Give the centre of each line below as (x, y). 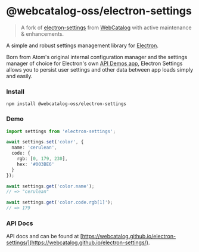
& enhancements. (42, 33)
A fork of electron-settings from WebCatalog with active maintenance (106, 27)
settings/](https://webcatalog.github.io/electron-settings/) (77, 242)
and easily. (19, 76)
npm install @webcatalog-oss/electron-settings (66, 104)
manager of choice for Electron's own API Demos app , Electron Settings (94, 63)
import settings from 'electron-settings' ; (61, 131)
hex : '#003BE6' (36, 164)
